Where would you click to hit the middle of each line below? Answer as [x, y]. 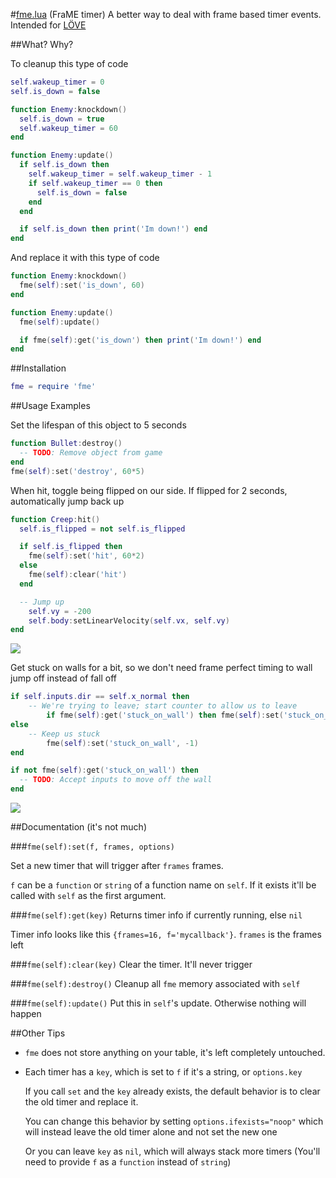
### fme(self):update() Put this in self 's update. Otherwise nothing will [158, 1003]
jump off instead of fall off [64, 678]
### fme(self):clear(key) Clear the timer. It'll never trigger [131, 964]
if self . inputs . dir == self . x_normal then [100, 697]
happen [26, 1013]
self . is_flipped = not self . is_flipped [102, 529]
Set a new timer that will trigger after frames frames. [117, 865]
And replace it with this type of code [85, 258]
